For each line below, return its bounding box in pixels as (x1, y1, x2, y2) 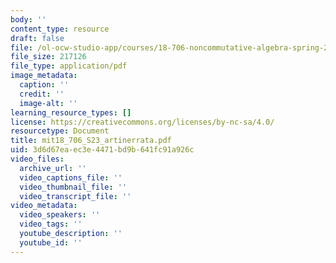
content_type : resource (10, 24, 110, 34)
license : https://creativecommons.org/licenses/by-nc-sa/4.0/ (10, 117, 275, 127)
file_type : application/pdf (10, 61, 128, 71)
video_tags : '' (19, 219, 83, 230)
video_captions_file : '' (19, 172, 123, 183)
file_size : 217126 (10, 52, 87, 62)
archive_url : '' (19, 163, 87, 173)
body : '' (10, 14, 47, 25)
